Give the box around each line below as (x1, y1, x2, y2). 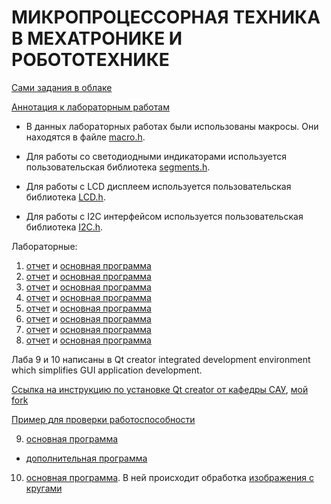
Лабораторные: (11, 240, 78, 252)
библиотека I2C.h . (25, 221, 104, 233)
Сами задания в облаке (11, 81, 113, 93)
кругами (25, 482, 63, 494)
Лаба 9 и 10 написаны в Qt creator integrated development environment (11, 353, 311, 365)
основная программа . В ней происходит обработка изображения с (25, 471, 314, 483)
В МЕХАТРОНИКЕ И (11, 27, 183, 50)
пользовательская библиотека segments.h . (25, 161, 211, 173)
